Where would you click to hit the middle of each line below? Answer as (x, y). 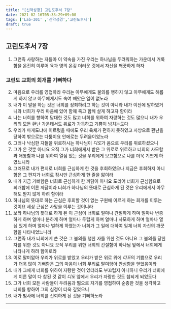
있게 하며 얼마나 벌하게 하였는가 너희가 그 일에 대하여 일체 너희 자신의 (87, 226)
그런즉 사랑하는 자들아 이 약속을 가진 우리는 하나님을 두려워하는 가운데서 (84, 60)
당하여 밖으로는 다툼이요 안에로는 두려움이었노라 (61, 137)
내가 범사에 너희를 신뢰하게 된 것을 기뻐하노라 (58, 296)
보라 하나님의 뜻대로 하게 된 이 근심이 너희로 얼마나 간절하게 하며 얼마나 (83, 213)
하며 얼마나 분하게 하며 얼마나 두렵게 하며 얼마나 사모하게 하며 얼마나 (90, 219)
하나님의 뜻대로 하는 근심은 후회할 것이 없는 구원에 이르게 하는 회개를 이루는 (88, 200)
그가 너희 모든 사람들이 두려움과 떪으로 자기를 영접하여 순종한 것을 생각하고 (87, 283)
